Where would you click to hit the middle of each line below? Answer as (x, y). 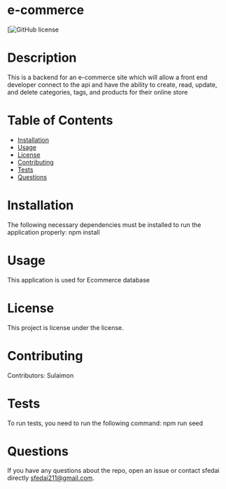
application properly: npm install (54, 232)
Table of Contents (60, 120)
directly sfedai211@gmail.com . (51, 478)
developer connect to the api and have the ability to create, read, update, (112, 84)
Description (42, 58)
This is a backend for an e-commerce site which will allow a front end (107, 77)
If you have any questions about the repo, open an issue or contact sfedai (113, 471)
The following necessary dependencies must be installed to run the (104, 225)
